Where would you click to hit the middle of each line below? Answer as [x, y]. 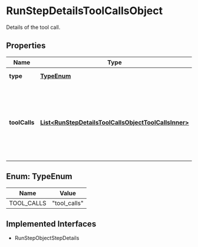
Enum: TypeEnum [39, 177]
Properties [26, 46]
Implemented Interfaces [51, 224]
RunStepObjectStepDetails [47, 238]
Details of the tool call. [33, 27]
